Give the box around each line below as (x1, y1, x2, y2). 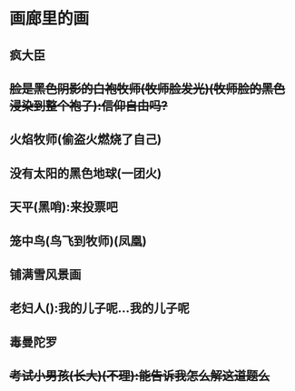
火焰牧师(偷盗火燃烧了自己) (9, 132, 162, 147)
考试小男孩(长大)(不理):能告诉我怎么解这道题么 (9, 368, 270, 384)
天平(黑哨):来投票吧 (9, 199, 118, 215)
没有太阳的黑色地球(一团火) (9, 165, 162, 181)
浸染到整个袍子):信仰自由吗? (9, 97, 168, 114)
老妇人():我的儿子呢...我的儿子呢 (9, 301, 190, 316)
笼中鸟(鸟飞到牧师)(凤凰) (9, 233, 147, 248)
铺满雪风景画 (9, 266, 82, 282)
